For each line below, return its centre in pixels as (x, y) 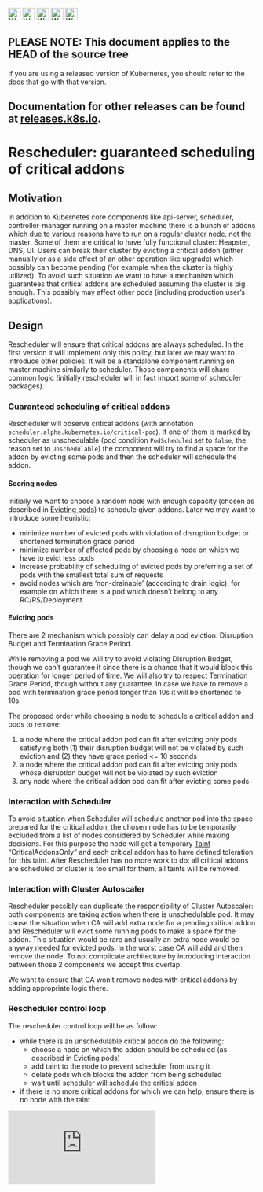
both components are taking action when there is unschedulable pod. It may (131, 914)
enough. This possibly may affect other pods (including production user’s (127, 292)
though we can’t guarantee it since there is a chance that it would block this (130, 667)
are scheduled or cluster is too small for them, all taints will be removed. (124, 869)
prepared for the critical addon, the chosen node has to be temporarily (122, 827)
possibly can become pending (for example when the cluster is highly (121, 267)
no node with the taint (55, 1099)
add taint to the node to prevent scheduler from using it (121, 1066)
